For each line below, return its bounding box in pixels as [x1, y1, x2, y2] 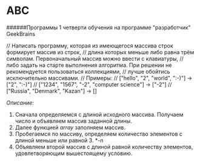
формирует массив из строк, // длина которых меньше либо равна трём [6, 48, 195, 55]
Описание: [6, 99, 35, 106]
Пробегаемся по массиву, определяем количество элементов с [15, 130, 183, 137]
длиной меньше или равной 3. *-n [15, 136, 104, 144]
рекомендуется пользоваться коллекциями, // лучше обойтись [6, 68, 171, 75]
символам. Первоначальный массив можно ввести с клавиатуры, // [6, 55, 184, 62]
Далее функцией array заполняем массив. [15, 123, 126, 131]
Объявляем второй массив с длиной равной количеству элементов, [15, 143, 193, 150]
